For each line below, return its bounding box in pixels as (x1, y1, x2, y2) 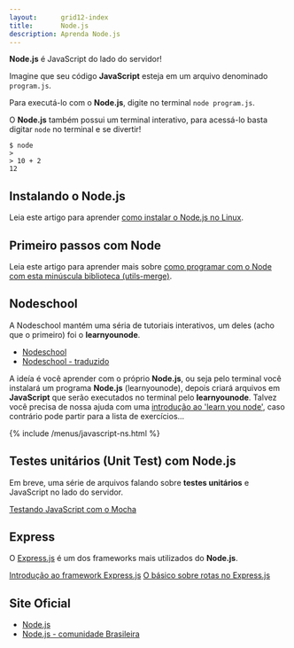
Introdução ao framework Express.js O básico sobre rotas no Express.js (9, 570, 271, 581)
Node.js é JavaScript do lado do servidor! (9, 54, 162, 65)
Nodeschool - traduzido (21, 355, 110, 366)
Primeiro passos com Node (9, 238, 161, 253)
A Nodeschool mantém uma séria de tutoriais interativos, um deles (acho (9, 320, 275, 331)
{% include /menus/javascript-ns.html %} (9, 427, 161, 439)
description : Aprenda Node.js (9, 29, 121, 38)
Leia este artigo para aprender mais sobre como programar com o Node (9, 262, 273, 271)
